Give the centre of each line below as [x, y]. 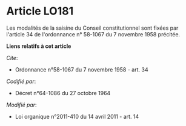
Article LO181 [40, 11]
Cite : [12, 58]
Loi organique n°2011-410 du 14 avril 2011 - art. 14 [77, 116]
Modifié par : [22, 105]
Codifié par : [21, 81]
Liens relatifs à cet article [39, 46]
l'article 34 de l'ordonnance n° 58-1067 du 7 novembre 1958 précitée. [93, 34]
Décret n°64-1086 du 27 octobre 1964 [63, 93]
